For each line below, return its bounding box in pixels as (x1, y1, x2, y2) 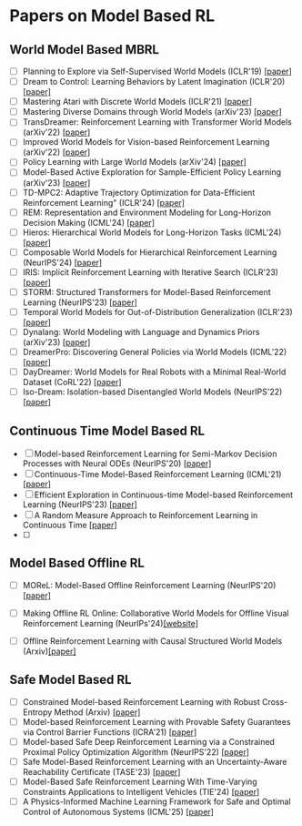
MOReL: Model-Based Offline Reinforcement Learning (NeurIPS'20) (22, 579, 277, 590)
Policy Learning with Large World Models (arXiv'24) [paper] (22, 157, 247, 168)
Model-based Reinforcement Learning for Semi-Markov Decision (34, 448, 277, 459)
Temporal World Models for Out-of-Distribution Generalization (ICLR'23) (22, 306, 293, 317)
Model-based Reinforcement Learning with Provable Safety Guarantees (22, 716, 291, 727)
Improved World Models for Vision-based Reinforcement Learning (22, 137, 270, 148)
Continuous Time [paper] (22, 520, 117, 530)
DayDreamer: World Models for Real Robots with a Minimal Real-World (22, 366, 287, 378)
